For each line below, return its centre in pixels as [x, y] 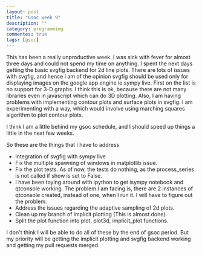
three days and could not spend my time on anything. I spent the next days [99, 63]
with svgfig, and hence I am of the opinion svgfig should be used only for [97, 76]
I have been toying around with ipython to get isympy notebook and [99, 182]
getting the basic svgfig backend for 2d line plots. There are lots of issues [98, 70]
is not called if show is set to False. [59, 176]
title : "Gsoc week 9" [34, 18]
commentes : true [27, 34]
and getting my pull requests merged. [53, 245]
